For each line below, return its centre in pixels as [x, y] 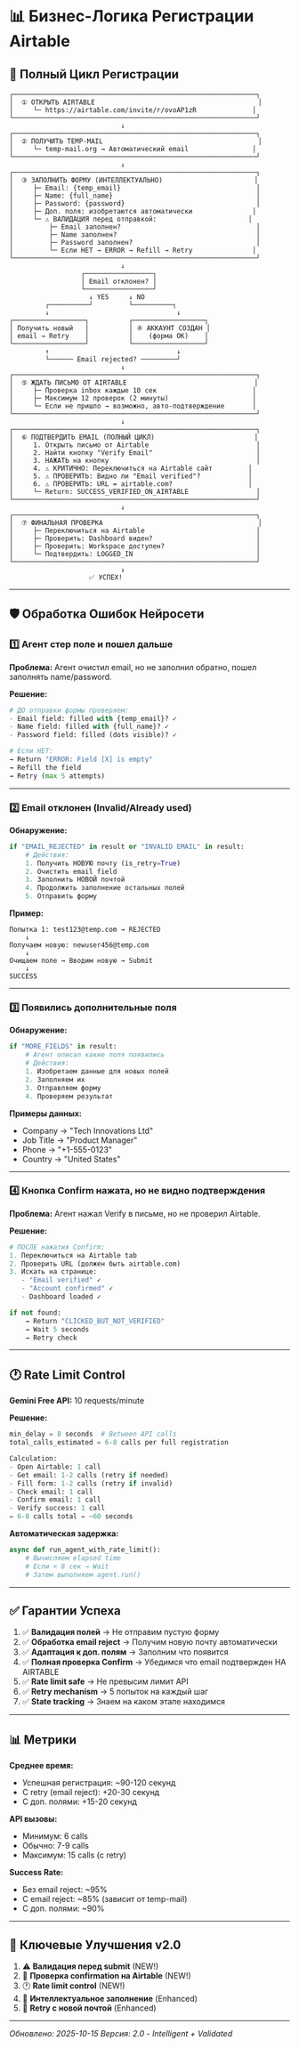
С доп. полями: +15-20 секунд [80, 1801]
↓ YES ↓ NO [117, 297]
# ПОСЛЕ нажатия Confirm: [57, 1247]
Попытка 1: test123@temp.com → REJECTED [85, 930]
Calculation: [33, 1459]
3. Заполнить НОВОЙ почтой [75, 880]
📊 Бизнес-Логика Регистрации [132, 16]
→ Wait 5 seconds [57, 1329]
